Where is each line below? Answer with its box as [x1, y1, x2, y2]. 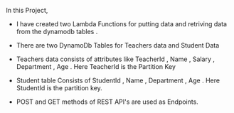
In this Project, [6, 6, 48, 14]
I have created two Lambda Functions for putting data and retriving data [16, 20, 228, 28]
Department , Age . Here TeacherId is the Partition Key [16, 63, 176, 70]
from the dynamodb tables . [16, 28, 98, 36]
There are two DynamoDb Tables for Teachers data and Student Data [16, 41, 220, 49]
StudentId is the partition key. [16, 84, 103, 92]
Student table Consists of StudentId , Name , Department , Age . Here [16, 76, 220, 85]
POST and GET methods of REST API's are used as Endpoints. [16, 97, 199, 106]
